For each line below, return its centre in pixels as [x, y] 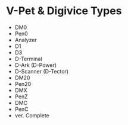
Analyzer [26, 40]
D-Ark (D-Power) [36, 65]
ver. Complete [32, 115]
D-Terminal [29, 59]
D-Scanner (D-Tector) [42, 71]
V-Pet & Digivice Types [64, 11]
